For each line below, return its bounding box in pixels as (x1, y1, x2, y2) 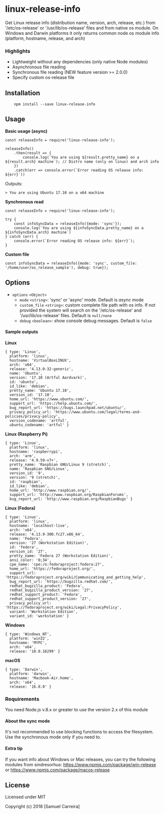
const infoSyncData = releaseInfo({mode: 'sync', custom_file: (5, 261, 137, 266)
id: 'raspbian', (9, 479, 43, 484)
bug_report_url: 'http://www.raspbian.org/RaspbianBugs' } (9, 496, 133, 501)
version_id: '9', (9, 470, 45, 475)
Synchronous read (5, 199, 44, 204)
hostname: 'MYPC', (9, 640, 48, 645)
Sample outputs (5, 329, 38, 335)
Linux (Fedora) (5, 505, 36, 511)
